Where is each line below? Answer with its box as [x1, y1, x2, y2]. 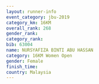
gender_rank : [6, 31, 38, 37]
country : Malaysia [6, 69, 51, 75]
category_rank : [6, 36, 44, 42]
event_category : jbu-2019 [6, 14, 70, 20]
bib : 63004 [6, 42, 33, 48]
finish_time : [6, 63, 38, 70]
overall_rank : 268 [6, 25, 51, 31]
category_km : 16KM [6, 20, 51, 25]
